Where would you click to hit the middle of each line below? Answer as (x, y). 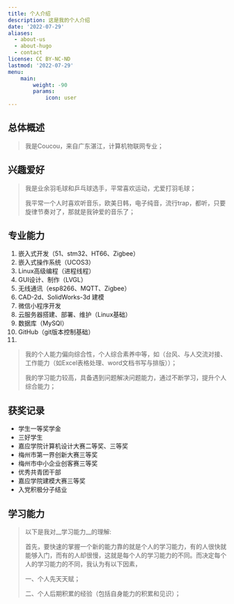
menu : (16, 72)
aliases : (21, 33)
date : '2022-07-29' (36, 26)
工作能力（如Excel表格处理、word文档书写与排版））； (101, 363)
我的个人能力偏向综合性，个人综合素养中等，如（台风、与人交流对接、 (126, 354)
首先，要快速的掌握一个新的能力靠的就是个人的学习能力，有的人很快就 (126, 547)
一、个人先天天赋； (53, 579)
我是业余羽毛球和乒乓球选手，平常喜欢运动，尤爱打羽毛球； (110, 188)
